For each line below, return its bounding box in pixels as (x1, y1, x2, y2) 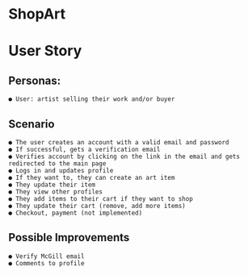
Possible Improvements (8, 231, 130, 244)
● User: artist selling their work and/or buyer (8, 95, 175, 103)
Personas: (8, 73, 61, 87)
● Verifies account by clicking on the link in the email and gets (8, 152, 241, 160)
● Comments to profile (8, 259, 85, 267)
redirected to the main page (8, 160, 107, 168)
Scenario (8, 117, 55, 131)
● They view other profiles (8, 188, 103, 196)
